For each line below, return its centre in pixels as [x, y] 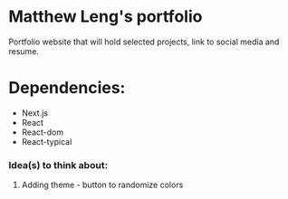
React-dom [43, 132]
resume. [24, 51]
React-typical [47, 141]
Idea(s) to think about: [58, 165]
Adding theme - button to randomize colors [102, 185]
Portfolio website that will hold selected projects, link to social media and [144, 42]
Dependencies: [67, 88]
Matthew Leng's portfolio [106, 17]
